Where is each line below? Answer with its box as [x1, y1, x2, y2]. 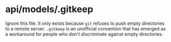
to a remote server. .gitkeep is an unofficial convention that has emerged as [5, 25, 166, 31]
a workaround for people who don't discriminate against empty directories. [5, 31, 163, 37]
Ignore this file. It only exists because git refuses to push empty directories [5, 20, 165, 26]
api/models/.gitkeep [5, 4, 94, 15]
